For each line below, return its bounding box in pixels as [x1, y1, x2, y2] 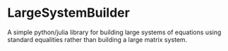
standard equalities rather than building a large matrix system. [7, 35, 188, 43]
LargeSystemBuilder [7, 5, 131, 21]
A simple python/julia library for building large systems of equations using [7, 28, 222, 36]
